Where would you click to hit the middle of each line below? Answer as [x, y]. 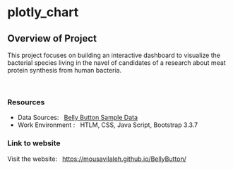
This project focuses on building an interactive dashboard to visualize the [114, 55]
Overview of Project [52, 38]
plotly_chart [43, 12]
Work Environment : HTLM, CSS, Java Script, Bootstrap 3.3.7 [108, 125]
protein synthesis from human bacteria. [65, 70]
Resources [26, 102]
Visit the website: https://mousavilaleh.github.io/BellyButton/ [97, 159]
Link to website [34, 143]
